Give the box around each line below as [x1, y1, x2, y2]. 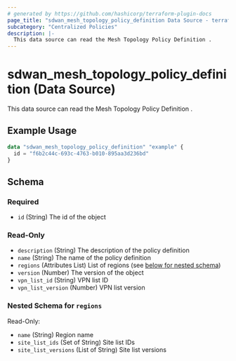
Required [7, 197, 39, 207]
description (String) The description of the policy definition [17, 246, 190, 254]
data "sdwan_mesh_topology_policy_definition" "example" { [7, 143, 184, 151]
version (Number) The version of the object [17, 268, 144, 277]
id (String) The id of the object [17, 213, 107, 222]
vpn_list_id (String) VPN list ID [17, 276, 109, 285]
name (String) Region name [17, 330, 93, 339]
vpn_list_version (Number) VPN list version [17, 283, 145, 292]
